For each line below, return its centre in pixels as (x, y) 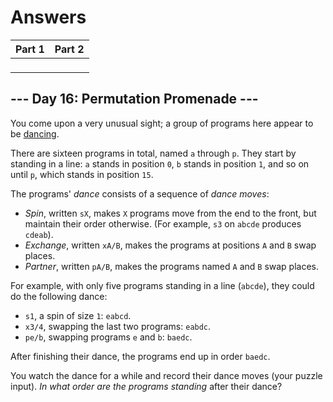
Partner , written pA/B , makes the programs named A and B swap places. (172, 266)
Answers (48, 17)
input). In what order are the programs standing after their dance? (146, 386)
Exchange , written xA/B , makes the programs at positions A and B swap (170, 245)
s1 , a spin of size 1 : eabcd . (78, 315)
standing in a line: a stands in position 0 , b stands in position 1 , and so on (160, 163)
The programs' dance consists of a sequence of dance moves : (140, 193)
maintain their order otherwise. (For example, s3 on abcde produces (163, 223)
